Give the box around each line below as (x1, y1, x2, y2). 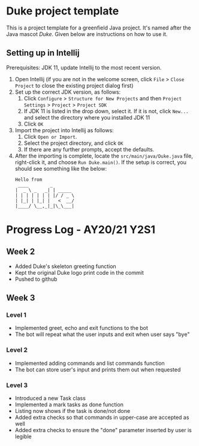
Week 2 (6, 246, 35, 257)
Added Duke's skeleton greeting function (14, 263, 117, 270)
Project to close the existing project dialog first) (14, 82, 134, 89)
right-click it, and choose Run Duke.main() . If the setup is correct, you (14, 158, 187, 166)
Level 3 (6, 380, 28, 389)
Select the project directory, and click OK (23, 139, 123, 147)
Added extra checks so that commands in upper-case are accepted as (14, 414, 189, 421)
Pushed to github (14, 275, 58, 283)
